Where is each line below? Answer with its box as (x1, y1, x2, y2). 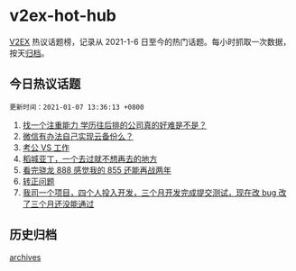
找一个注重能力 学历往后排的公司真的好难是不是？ (22, 119, 208, 131)
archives (9, 251, 42, 262)
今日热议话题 (9, 77, 81, 92)
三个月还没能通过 (30, 198, 95, 209)
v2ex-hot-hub (9, 5, 117, 26)
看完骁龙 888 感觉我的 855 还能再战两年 (22, 164, 171, 176)
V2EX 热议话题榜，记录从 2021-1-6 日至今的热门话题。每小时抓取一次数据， (9, 36, 291, 47)
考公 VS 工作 (22, 141, 70, 153)
